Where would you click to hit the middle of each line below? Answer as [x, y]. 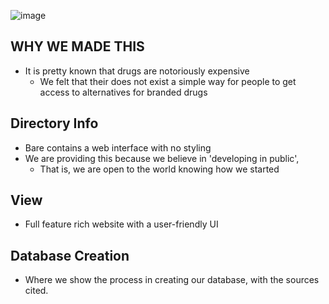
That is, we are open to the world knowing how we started [159, 169]
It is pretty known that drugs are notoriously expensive [137, 71]
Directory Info [54, 123]
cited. [36, 291]
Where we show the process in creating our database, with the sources [172, 280]
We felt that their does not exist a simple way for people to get [168, 81]
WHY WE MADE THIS [77, 46]
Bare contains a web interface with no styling [118, 147]
